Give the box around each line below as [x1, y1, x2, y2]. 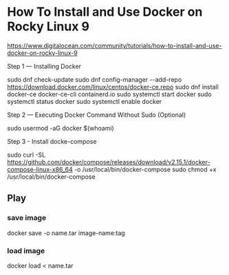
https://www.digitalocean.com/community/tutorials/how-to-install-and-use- [7, 41, 222, 49]
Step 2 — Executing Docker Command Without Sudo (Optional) [7, 111, 186, 119]
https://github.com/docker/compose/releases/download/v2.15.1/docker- [7, 157, 211, 166]
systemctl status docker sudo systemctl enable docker [7, 97, 162, 105]
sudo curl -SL [7, 151, 46, 159]
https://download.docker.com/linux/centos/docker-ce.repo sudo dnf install [7, 82, 219, 91]
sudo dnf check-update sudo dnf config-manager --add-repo [7, 75, 182, 83]
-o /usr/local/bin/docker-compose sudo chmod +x [74, 165, 217, 173]
